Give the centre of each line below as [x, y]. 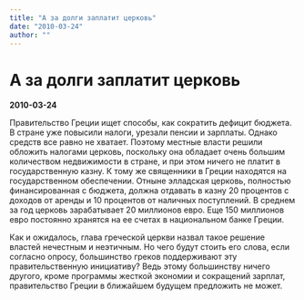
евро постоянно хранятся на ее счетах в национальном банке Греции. [147, 220]
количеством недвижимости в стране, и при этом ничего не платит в [145, 161]
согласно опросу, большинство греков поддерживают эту [123, 257]
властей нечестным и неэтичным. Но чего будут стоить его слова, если [150, 247]
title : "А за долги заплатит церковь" [83, 18]
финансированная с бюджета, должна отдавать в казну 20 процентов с [149, 191]
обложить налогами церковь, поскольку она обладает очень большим [147, 152]
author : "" [30, 35]
